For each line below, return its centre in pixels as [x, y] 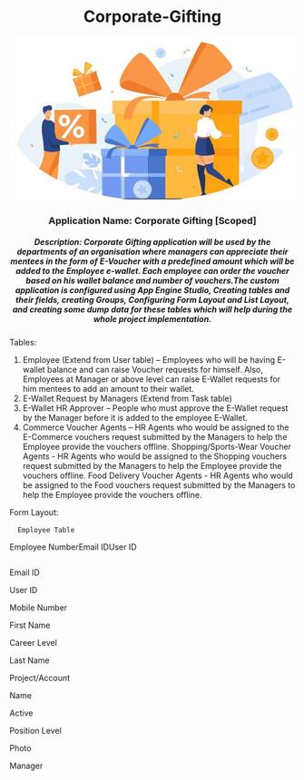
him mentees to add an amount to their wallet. [108, 388]
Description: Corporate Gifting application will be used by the [152, 242]
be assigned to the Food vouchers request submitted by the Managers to [159, 485]
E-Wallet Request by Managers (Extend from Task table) [127, 398]
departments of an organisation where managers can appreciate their [152, 252]
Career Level [33, 642]
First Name [30, 625]
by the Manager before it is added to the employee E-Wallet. [135, 417]
